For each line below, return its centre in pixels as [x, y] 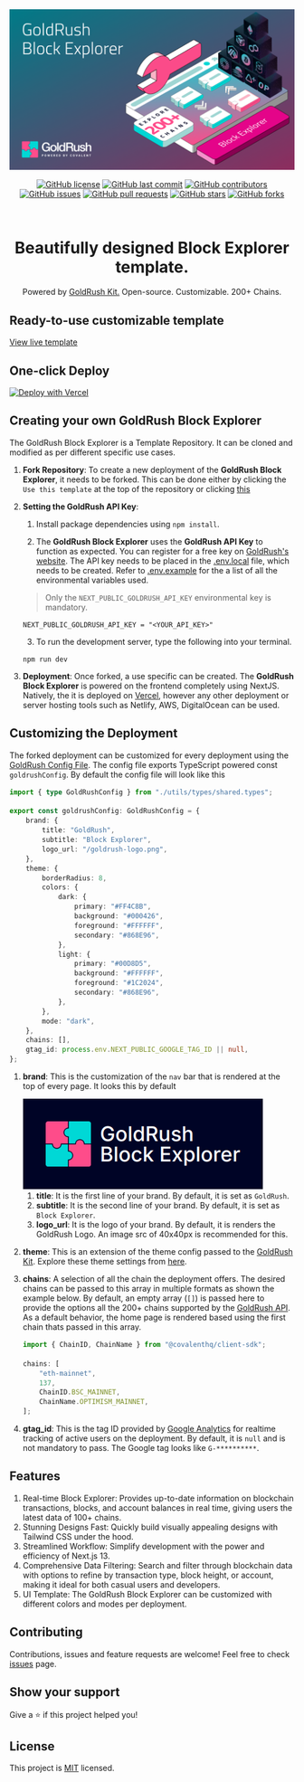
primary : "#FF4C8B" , [113, 907]
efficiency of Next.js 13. [66, 1556]
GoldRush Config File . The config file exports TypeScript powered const [143, 764]
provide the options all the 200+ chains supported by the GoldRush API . [157, 1308]
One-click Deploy [60, 370]
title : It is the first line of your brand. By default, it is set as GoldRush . [162, 1196]
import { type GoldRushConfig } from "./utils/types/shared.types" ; [141, 792]
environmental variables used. [92, 580]
